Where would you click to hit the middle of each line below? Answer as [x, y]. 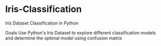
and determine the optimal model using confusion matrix [64, 38]
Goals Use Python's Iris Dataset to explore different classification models [80, 32]
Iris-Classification [43, 9]
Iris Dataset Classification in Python [42, 23]
